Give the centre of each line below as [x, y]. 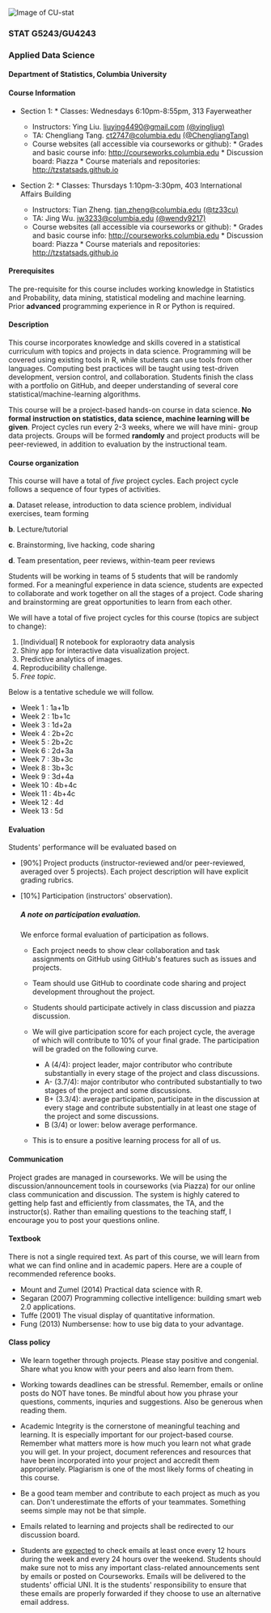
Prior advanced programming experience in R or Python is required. [122, 306]
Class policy [30, 1342]
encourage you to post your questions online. [84, 1220]
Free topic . [38, 676]
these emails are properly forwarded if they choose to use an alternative [140, 1594]
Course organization [44, 463]
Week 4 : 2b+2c [47, 734]
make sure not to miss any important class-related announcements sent [140, 1568]
